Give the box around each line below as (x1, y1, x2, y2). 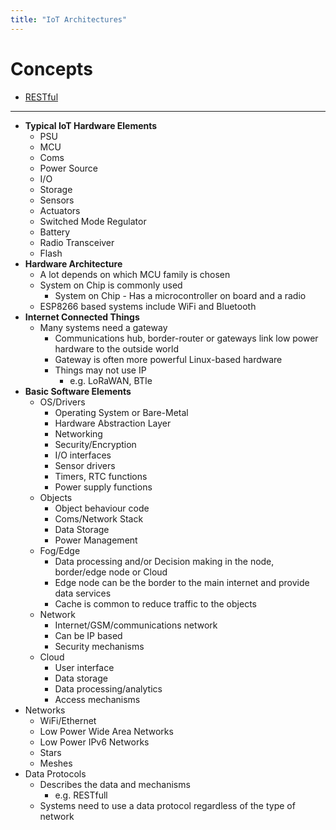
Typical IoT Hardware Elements (24, 119, 158, 131)
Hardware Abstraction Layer (54, 417, 172, 429)
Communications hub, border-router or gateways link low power (54, 332, 319, 344)
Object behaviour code (54, 502, 150, 514)
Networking (54, 427, 103, 440)
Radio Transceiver (39, 236, 115, 248)
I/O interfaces (54, 449, 112, 461)
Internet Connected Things (24, 311, 140, 323)
